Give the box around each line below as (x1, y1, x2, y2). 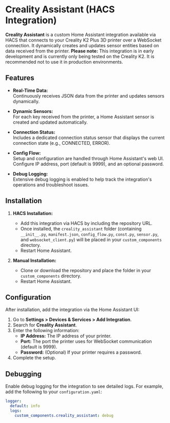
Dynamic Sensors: (12, 108, 53, 114)
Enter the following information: (12, 328, 80, 334)
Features (5, 73, 34, 83)
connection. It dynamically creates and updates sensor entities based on (5, 42, 159, 48)
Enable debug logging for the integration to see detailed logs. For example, (5, 383, 163, 390)
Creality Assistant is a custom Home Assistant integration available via (5, 31, 156, 37)
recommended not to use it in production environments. (5, 59, 123, 65)
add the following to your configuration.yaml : (5, 389, 102, 395)
